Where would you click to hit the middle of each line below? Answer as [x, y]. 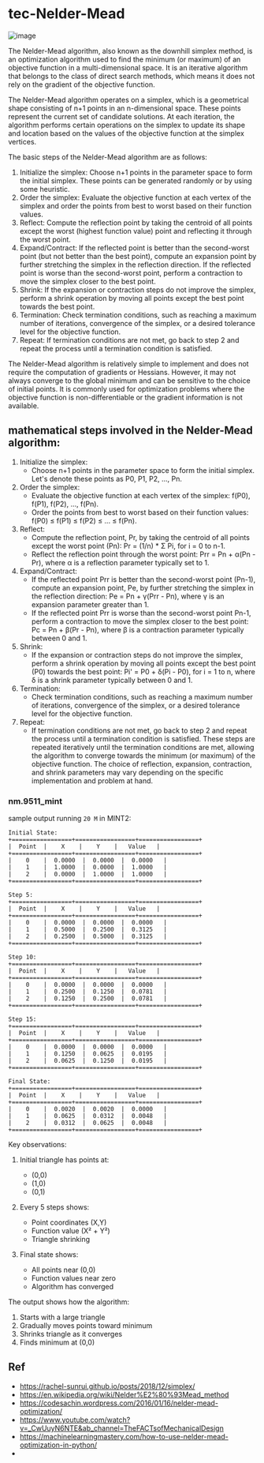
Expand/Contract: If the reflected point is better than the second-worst [134, 248]
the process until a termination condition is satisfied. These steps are [143, 738]
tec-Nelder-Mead [67, 14]
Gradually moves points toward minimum [86, 1326]
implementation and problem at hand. [92, 780]
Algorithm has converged [73, 1287]
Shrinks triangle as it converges [71, 1334]
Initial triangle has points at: [64, 1160]
